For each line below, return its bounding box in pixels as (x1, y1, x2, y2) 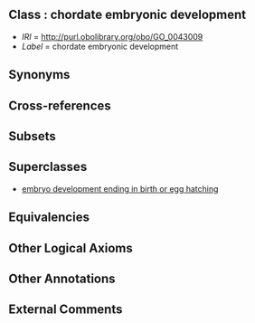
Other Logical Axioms (8, 240, 133, 256)
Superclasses (8, 159, 88, 175)
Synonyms (8, 67, 71, 82)
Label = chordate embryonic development (21, 41, 179, 52)
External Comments (8, 302, 123, 318)
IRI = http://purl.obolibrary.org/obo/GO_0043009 (21, 31, 203, 42)
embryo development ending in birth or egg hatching (21, 183, 219, 194)
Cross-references (8, 98, 112, 113)
